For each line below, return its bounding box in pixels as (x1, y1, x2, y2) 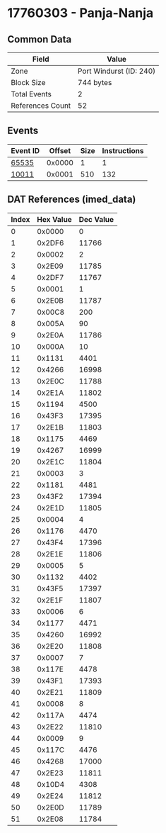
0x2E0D (37, 803, 65, 812)
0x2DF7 (37, 272, 64, 282)
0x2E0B (37, 296, 64, 306)
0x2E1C (37, 457, 65, 466)
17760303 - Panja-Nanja (7, 5, 154, 21)
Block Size (11, 78, 46, 87)
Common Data (7, 33, 72, 45)
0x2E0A (37, 330, 64, 340)
